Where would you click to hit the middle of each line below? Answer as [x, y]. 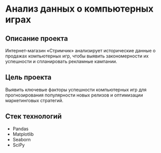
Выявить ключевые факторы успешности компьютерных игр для [76, 89]
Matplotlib [23, 134]
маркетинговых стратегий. [34, 100]
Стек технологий [34, 117]
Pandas [21, 129]
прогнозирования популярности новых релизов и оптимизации [74, 95]
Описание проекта [37, 38]
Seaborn [22, 139]
